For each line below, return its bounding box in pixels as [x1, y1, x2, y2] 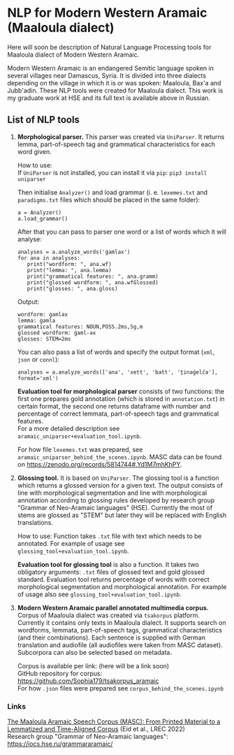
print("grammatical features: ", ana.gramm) [27, 273, 159, 280]
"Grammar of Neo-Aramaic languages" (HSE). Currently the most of [17, 503, 213, 511]
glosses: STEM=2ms [17, 335, 71, 342]
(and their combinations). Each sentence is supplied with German [17, 633, 206, 642]
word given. [17, 147, 52, 155]
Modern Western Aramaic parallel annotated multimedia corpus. [17, 603, 209, 612]
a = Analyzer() [17, 209, 62, 216]
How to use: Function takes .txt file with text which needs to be [17, 532, 202, 540]
